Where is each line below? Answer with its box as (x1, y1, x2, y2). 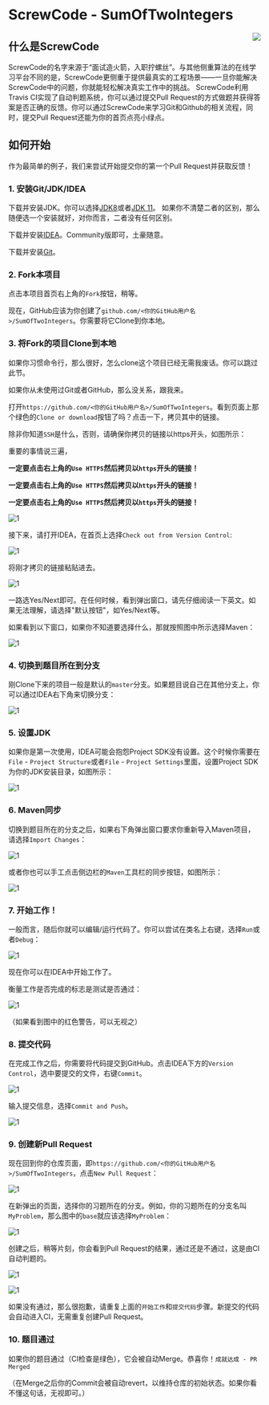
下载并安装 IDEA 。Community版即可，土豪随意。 (8, 230, 168, 240)
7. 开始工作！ (8, 905, 58, 916)
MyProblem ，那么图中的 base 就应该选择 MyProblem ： (8, 1211, 172, 1221)
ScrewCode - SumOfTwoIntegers (8, 6, 234, 24)
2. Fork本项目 (8, 269, 61, 280)
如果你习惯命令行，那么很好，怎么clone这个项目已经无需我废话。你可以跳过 (8, 357, 259, 367)
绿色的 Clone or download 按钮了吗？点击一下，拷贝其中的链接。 (14, 412, 224, 421)
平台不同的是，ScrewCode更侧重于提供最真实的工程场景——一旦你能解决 (14, 72, 258, 82)
